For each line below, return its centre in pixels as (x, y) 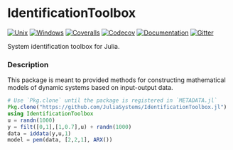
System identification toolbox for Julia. (64, 46)
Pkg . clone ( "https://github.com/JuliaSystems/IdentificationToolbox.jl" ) (117, 108)
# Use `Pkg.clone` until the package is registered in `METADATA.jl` (113, 100)
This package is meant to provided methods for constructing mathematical (116, 80)
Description (28, 64)
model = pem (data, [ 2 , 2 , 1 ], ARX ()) (60, 140)
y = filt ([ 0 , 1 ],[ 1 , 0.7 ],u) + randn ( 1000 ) (70, 127)
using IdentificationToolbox (50, 114)
